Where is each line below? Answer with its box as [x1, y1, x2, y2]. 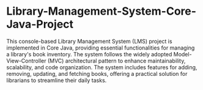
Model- [173, 50, 192, 58]
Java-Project [6, 17, 74, 31]
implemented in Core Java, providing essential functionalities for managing [6, 44, 195, 51]
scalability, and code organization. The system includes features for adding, [6, 63, 197, 71]
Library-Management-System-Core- [6, 4, 197, 18]
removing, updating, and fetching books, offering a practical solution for [6, 70, 188, 77]
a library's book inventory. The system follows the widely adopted [6, 50, 172, 58]
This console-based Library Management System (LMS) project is [6, 37, 172, 45]
